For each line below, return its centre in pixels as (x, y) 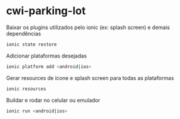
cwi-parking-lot (46, 11)
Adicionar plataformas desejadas (47, 56)
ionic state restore (32, 44)
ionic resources (26, 89)
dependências (24, 33)
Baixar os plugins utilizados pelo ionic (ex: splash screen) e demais (88, 27)
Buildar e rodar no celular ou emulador (53, 100)
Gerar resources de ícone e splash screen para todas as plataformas (90, 78)
